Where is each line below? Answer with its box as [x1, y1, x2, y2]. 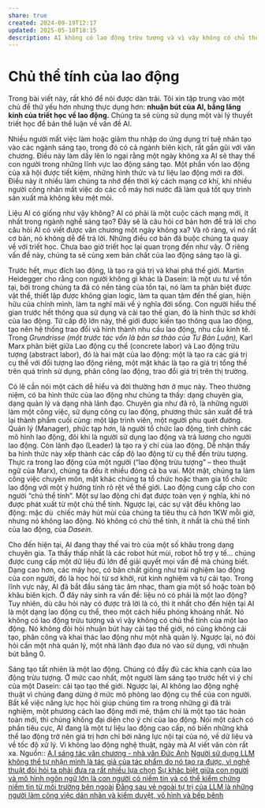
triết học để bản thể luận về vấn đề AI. [8, 119, 132, 129]
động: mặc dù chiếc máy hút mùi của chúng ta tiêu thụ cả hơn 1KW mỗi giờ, [8, 508, 256, 518]
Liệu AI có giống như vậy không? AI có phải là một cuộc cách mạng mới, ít [8, 209, 249, 218]
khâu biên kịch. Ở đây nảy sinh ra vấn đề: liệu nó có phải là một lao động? [8, 591, 248, 600]
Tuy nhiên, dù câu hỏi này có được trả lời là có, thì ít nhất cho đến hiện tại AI [8, 598, 255, 609]
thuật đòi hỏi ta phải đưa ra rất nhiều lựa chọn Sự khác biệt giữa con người [8, 765, 248, 775]
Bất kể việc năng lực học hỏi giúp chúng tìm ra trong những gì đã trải [8, 698, 231, 708]
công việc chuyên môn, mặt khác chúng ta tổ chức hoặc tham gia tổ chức [8, 474, 248, 484]
